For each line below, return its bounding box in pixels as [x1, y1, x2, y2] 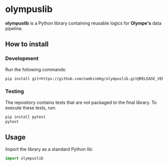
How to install [5, 40, 49, 49]
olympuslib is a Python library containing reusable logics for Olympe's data [5, 20, 161, 26]
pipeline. [5, 25, 23, 31]
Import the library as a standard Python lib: [5, 146, 93, 152]
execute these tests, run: [5, 104, 56, 111]
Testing [5, 88, 24, 95]
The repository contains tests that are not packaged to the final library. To [5, 99, 157, 105]
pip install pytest [5, 114, 46, 119]
